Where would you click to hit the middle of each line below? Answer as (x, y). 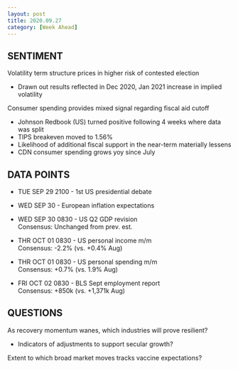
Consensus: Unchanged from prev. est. (75, 227)
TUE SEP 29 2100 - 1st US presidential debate (85, 192)
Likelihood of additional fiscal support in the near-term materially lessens (124, 145)
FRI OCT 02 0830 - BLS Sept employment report (89, 283)
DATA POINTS (39, 175)
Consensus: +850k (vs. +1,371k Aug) (71, 291)
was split (31, 129)
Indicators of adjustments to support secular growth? (95, 344)
